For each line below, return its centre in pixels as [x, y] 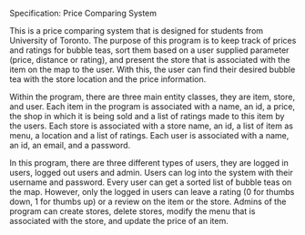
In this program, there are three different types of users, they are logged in [149, 163]
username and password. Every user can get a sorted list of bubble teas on [151, 182]
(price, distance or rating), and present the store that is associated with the [150, 60]
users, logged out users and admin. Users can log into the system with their [151, 173]
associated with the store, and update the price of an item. [119, 221]
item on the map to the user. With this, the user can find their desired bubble [152, 69]
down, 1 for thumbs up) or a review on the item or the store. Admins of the [148, 201]
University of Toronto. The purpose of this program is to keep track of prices [153, 41]
